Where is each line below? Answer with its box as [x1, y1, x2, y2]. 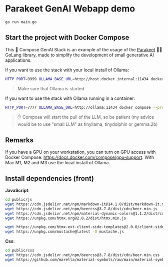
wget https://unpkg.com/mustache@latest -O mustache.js [5, 229, 124, 235]
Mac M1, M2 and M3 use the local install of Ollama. [5, 160, 110, 166]
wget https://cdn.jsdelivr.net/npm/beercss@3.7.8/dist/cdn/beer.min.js [5, 206, 157, 211]
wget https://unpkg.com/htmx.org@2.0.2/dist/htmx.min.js [5, 216, 126, 221]
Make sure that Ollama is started [17, 85, 84, 91]
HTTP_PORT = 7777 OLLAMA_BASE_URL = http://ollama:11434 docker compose [5, 105, 151, 110]
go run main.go [5, 19, 37, 24]
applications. [5, 57, 31, 63]
